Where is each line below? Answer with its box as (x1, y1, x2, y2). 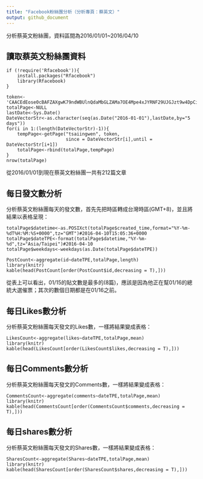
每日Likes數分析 (6, 306, 66, 316)
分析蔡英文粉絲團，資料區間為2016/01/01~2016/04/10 (6, 31, 139, 39)
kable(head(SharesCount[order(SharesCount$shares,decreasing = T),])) (6, 466, 188, 472)
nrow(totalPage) (6, 158, 47, 164)
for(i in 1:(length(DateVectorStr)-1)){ (6, 126, 110, 132)
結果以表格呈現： (6, 213, 49, 221)
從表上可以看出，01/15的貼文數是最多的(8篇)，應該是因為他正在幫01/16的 (6, 279, 187, 286)
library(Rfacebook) (17, 78, 66, 85)
